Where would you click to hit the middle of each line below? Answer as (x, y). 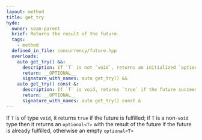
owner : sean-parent (36, 28)
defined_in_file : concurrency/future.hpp (64, 51)
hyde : (13, 23)
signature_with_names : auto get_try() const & (81, 101)
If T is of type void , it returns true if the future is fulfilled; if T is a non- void (97, 118)
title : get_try (25, 17)
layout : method (25, 12)
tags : (19, 39)
